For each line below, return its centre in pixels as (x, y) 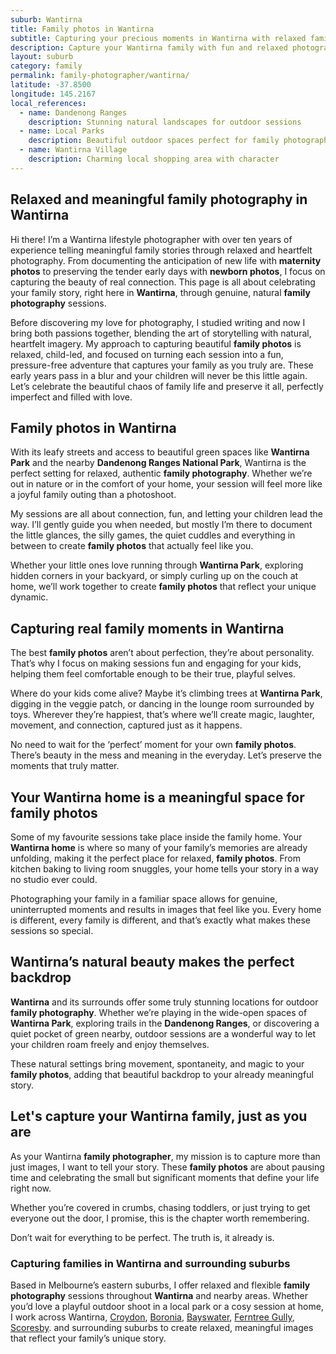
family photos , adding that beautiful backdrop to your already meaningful (162, 1074)
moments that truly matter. (65, 766)
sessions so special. (52, 930)
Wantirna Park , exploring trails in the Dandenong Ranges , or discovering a (165, 1023)
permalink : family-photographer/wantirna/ (100, 76)
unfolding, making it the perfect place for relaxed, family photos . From (155, 858)
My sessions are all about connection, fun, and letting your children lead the (166, 514)
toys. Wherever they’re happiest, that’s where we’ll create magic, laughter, (162, 715)
